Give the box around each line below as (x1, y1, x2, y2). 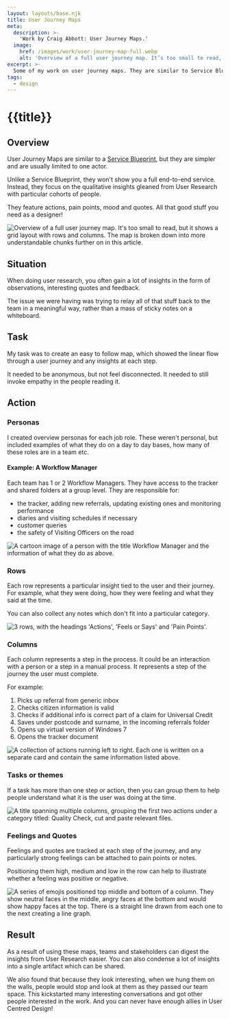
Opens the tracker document (16, 733, 99, 741)
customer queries (16, 521, 67, 529)
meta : (7, 23, 23, 29)
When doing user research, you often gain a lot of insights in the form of (7, 277, 211, 285)
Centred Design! (7, 1004, 53, 1012)
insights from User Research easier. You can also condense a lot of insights (7, 955, 220, 963)
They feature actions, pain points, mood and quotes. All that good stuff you (7, 203, 219, 212)
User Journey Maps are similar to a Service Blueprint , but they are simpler (7, 155, 216, 163)
